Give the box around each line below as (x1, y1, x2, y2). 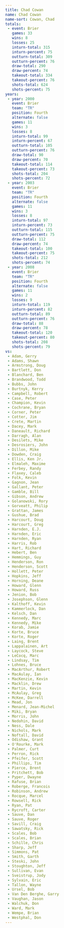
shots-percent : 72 (11, 176, 50, 181)
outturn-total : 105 (11, 143, 52, 148)
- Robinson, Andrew (7, 789, 48, 794)
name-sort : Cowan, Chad (5, 17, 55, 22)
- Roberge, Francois (7, 784, 50, 789)
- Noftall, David (7, 733, 43, 738)
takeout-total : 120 (11, 330, 52, 335)
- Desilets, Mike (7, 438, 43, 443)
